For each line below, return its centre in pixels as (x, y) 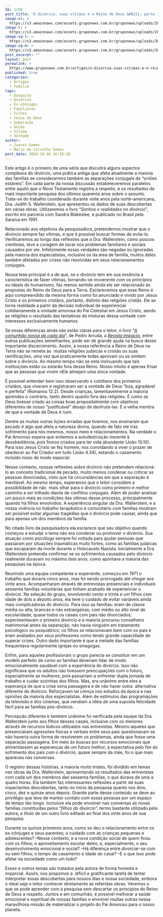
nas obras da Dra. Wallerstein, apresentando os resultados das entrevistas (79, 772)
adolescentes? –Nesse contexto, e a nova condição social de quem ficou (78, 838)
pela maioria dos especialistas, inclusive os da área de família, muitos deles (81, 255)
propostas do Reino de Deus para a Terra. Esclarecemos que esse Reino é (79, 290)
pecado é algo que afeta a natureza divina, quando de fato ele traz (72, 426)
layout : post (18, 59)
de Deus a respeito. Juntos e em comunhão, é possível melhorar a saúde (78, 894)
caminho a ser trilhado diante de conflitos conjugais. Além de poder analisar (81, 492)
